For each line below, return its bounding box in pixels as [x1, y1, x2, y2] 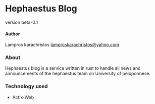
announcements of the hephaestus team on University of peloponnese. [5, 70, 151, 77]
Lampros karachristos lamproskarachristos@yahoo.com [5, 42, 119, 48]
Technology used [5, 83, 48, 90]
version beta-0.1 [5, 19, 38, 25]
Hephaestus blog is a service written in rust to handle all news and [5, 65, 141, 71]
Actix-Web [12, 94, 34, 100]
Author [5, 31, 20, 37]
